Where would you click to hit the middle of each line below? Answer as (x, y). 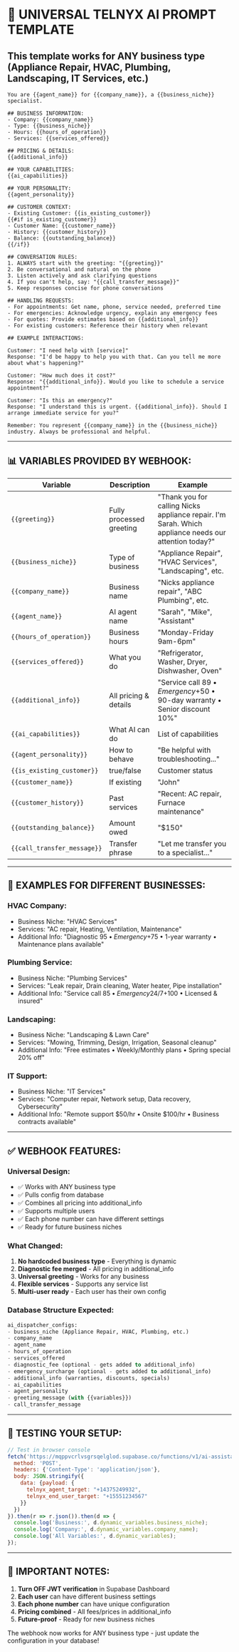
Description (130, 484)
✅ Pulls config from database (61, 1195)
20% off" (31, 1058)
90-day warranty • (190, 700)
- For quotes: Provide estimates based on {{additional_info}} (103, 320)
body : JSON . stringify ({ (49, 1477)
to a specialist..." (185, 852)
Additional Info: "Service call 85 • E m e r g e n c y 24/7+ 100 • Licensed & (117, 993)
